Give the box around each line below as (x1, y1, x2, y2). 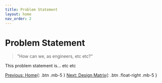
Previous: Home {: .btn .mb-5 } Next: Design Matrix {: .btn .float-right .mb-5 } (5, 72, 158, 78)
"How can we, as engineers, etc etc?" (17, 53, 93, 59)
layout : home (5, 12, 32, 17)
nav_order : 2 (5, 16, 32, 21)
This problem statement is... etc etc (5, 63, 77, 69)
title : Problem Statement (5, 7, 58, 12)
